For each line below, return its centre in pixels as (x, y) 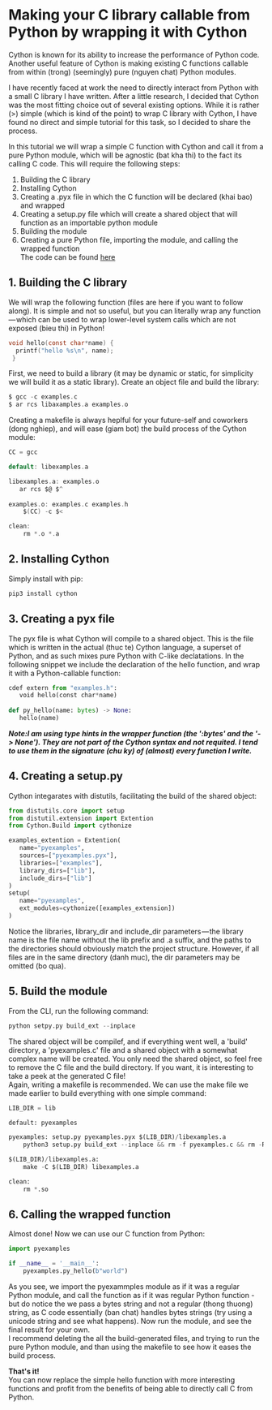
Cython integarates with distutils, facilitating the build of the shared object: (133, 796)
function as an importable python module (89, 222)
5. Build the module (58, 992)
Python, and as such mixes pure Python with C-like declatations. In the (126, 656)
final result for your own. (49, 1330)
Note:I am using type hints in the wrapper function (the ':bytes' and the (131, 733)
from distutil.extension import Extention (81, 818)
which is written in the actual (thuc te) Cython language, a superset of (125, 647)
